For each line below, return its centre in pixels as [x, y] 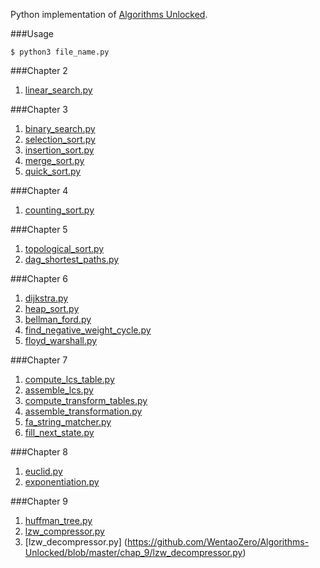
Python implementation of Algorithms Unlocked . [109, 14]
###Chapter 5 [39, 229]
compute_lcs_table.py [69, 379]
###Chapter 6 [39, 278]
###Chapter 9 [39, 501]
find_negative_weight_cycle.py [88, 330]
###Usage [32, 33]
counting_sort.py [59, 210]
